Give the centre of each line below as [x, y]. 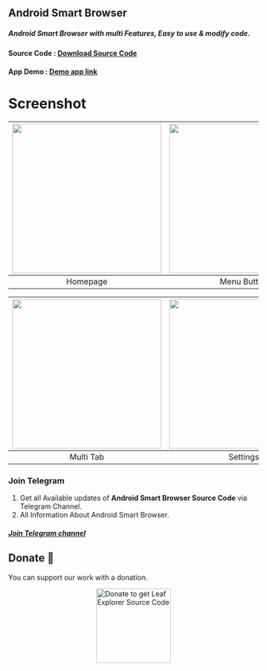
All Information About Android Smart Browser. [94, 515]
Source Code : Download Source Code [73, 53]
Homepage [87, 281]
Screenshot [47, 104]
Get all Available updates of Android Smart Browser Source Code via [133, 498]
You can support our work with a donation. [78, 577]
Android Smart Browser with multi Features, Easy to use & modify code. [129, 33]
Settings [244, 456]
